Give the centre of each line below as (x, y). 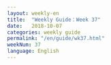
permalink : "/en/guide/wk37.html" (56, 39)
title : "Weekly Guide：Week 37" (54, 20)
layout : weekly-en (33, 13)
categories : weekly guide (44, 32)
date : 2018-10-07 (35, 26)
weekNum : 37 (24, 45)
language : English (33, 51)
